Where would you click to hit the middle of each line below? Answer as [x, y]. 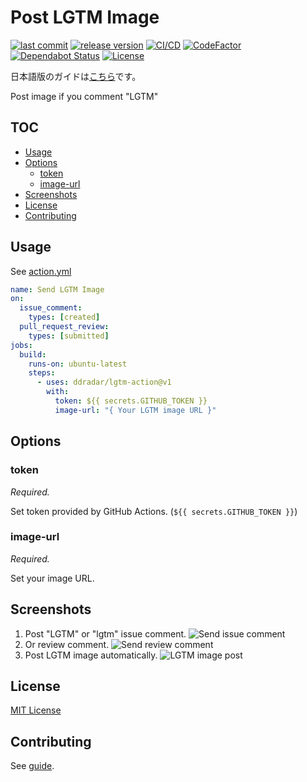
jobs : [21, 345]
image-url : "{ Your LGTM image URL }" [135, 410]
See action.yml [41, 271]
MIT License [36, 710]
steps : [42, 373]
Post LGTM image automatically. [91, 655]
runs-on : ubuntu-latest [78, 364]
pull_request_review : [64, 327]
